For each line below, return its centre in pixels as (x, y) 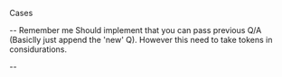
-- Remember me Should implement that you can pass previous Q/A (136, 30)
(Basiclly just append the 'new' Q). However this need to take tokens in (141, 40)
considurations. (38, 49)
